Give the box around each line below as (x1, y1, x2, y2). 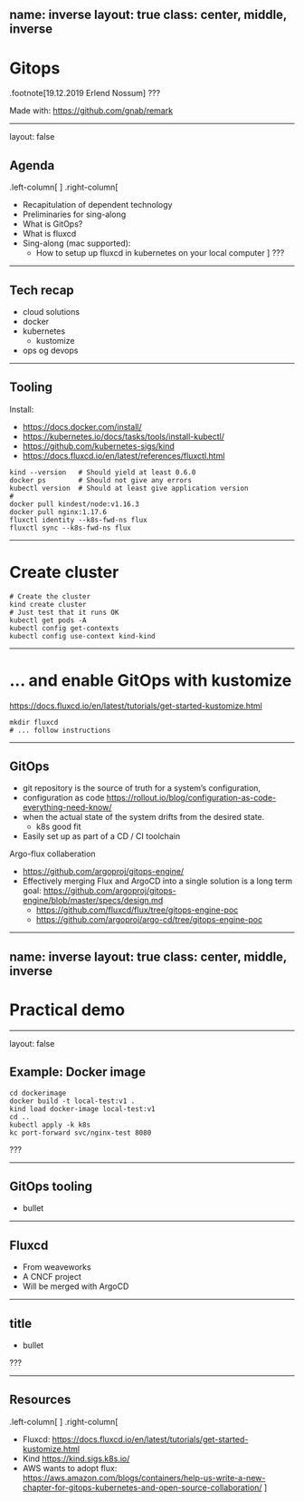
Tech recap (9, 282, 74, 297)
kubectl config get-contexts (9, 623, 119, 633)
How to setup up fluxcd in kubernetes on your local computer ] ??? (35, 248, 285, 258)
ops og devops (22, 345, 79, 356)
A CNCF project (22, 1272, 81, 1283)
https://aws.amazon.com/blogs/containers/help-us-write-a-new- (22, 1472, 266, 1483)
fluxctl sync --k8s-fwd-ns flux (9, 523, 131, 532)
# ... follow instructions (9, 726, 111, 735)
